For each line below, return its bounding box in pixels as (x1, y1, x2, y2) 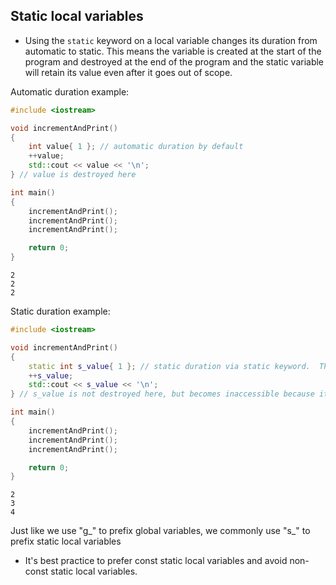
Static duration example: (10, 305, 111, 318)
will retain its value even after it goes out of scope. (24, 66, 233, 78)
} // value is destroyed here (10, 170, 137, 180)
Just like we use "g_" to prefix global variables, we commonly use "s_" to (10, 525, 311, 537)
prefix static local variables (10, 535, 122, 548)
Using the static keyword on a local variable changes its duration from (24, 34, 318, 46)
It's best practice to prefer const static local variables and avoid (24, 555, 288, 567)
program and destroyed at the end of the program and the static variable (24, 55, 325, 68)
